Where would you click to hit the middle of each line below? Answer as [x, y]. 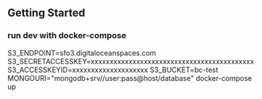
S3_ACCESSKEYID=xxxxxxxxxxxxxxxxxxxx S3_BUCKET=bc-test [113, 70]
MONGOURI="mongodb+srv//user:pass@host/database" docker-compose [130, 78]
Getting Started [46, 13]
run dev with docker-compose [67, 36]
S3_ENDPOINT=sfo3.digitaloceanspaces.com [82, 53]
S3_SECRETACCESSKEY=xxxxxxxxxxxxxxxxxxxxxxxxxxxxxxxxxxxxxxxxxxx [131, 61]
